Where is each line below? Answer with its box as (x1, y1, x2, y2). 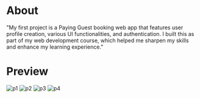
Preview (6, 65, 49, 79)
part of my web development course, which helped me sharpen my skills (6, 37, 189, 44)
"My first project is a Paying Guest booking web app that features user (6, 24, 184, 31)
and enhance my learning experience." (6, 43, 104, 51)
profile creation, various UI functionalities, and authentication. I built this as (6, 30, 195, 37)
